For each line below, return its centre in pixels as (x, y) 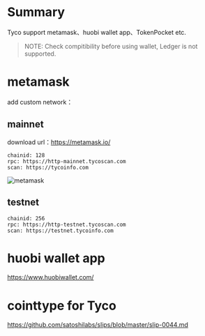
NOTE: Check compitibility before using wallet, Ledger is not (111, 46)
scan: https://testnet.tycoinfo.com (60, 231)
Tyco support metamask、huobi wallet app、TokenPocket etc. (97, 32)
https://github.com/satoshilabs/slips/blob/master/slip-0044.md (98, 325)
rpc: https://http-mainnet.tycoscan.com (67, 161)
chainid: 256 (26, 218)
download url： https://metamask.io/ (59, 142)
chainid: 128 (26, 155)
